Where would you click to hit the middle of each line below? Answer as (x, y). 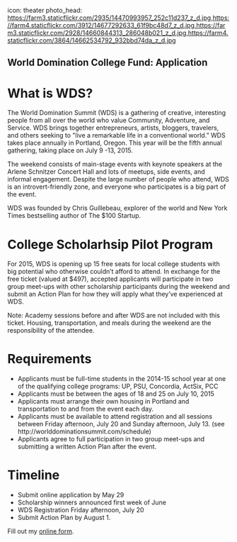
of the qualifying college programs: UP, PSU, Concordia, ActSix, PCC (118, 387)
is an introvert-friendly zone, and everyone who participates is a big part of (117, 187)
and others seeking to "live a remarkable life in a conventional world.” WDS (116, 135)
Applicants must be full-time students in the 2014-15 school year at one (122, 379)
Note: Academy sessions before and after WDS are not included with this (114, 316)
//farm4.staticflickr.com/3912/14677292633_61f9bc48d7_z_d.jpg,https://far (116, 25)
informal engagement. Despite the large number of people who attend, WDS (118, 179)
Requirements (50, 359)
